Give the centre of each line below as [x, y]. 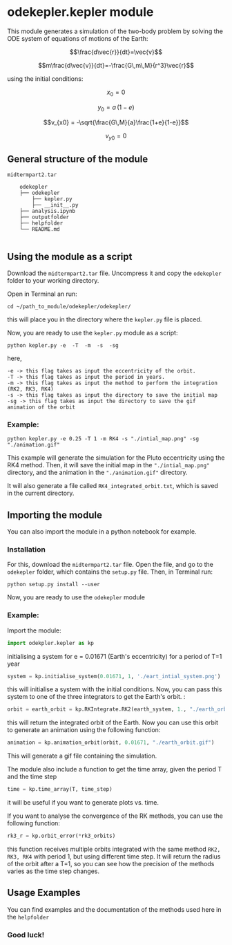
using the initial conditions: [45, 78]
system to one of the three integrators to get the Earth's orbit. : [96, 697]
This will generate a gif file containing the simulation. [82, 756]
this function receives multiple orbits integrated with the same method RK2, [114, 849]
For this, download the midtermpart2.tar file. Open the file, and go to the [110, 565]
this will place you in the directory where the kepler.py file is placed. [105, 319]
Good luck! [26, 935]
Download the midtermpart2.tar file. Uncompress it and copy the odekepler [115, 273]
